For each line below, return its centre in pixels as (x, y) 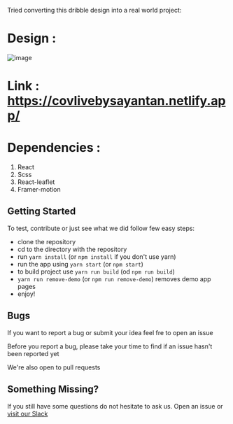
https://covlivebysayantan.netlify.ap (116, 101)
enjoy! (26, 294)
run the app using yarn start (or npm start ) (80, 264)
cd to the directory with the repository (72, 249)
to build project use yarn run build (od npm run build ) (96, 271)
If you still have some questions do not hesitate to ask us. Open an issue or (115, 406)
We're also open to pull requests (54, 367)
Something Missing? (53, 389)
